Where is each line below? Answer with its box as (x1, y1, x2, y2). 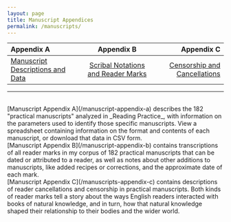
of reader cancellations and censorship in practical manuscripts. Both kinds (7, 185, 221, 193)
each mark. (7, 170, 39, 179)
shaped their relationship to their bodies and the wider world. (7, 207, 180, 215)
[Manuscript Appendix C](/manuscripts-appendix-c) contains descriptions (7, 178, 218, 186)
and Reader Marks (87, 69, 147, 79)
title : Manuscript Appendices (7, 16, 94, 23)
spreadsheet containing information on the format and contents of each (7, 126, 210, 135)
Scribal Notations (89, 60, 146, 70)
